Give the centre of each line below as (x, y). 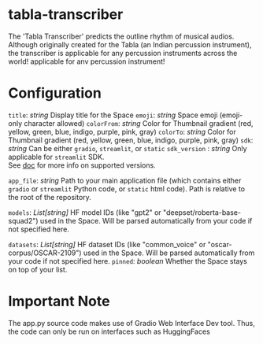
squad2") (23, 220)
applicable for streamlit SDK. (56, 157)
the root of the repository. (50, 197)
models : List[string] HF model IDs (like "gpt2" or (85, 212)
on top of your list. (38, 269)
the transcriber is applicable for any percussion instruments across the (123, 53)
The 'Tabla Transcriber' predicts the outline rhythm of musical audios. (121, 36)
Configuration (55, 93)
